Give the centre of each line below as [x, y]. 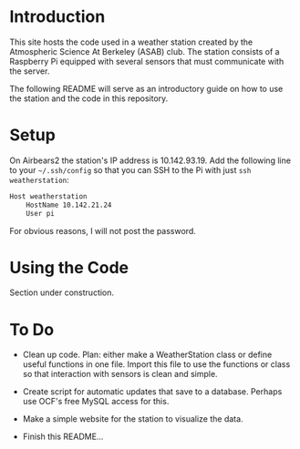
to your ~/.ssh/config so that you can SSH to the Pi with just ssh [130, 169]
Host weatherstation [49, 196]
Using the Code [69, 267]
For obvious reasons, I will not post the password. [103, 230]
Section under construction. [62, 292]
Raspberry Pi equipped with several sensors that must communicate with [147, 61]
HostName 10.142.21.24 [69, 205]
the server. [30, 71]
